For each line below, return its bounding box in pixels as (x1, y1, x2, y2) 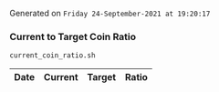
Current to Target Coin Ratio (9, 30, 137, 43)
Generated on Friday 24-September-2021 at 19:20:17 (9, 8, 211, 18)
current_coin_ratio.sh (9, 51, 96, 60)
